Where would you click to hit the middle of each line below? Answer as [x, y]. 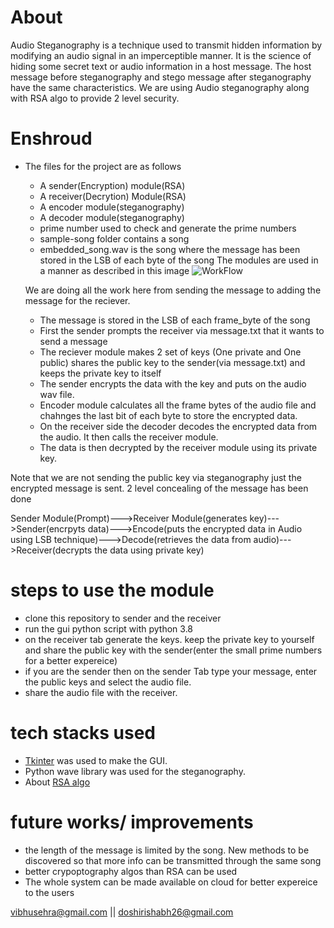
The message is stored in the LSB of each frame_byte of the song [175, 320]
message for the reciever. [77, 300]
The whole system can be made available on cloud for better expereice [171, 882]
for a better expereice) [71, 660]
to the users [49, 892]
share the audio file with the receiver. [101, 692]
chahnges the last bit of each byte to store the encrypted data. [168, 415]
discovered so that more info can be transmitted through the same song [173, 860]
